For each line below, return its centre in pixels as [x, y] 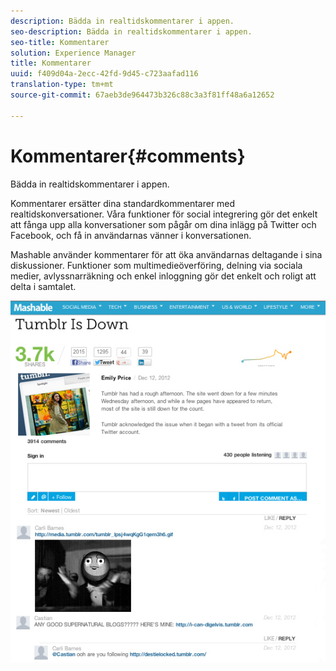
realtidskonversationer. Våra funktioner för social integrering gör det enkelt [164, 214]
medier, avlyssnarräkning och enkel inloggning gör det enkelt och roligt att [163, 276]
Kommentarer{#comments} [128, 156]
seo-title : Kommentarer [60, 42]
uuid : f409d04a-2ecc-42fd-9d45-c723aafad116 [104, 74]
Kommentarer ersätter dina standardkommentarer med [123, 203]
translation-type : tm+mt [62, 85]
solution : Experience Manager [73, 53]
